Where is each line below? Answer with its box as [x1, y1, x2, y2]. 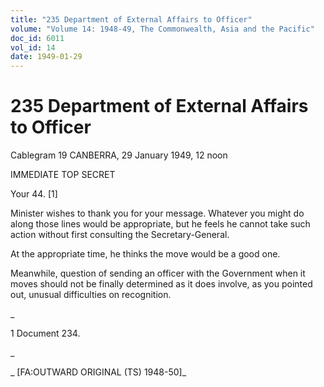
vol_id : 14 [10, 42, 56, 53]
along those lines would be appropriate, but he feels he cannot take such [10, 218, 311, 230]
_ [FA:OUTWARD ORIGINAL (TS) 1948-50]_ [10, 366, 187, 378]
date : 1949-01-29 [10, 52, 83, 62]
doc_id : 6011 [10, 33, 65, 43]
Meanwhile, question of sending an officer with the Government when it [10, 267, 306, 280]
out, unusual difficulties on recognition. [10, 289, 172, 301]
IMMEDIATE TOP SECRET [10, 169, 116, 181]
